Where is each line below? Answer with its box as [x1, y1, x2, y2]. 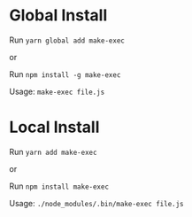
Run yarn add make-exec [9, 146, 97, 157]
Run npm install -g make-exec [9, 68, 121, 80]
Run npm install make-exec [9, 181, 109, 191]
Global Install [9, 5, 108, 26]
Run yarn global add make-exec [9, 35, 126, 45]
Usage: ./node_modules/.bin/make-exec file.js [9, 198, 184, 208]
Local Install [9, 117, 100, 137]
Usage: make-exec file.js [9, 86, 105, 97]
